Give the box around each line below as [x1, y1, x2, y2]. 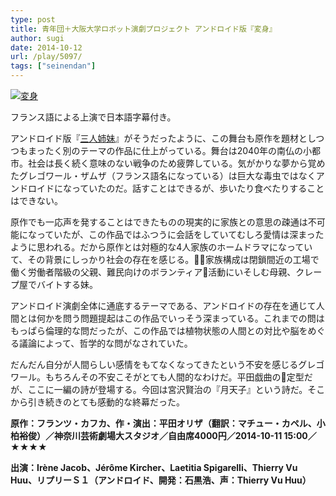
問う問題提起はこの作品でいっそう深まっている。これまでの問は [62, 312, 325, 324]
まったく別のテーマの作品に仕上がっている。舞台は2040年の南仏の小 [27, 145, 312, 156]
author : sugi [10, 33, 65, 43]
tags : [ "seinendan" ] [10, 61, 97, 71]
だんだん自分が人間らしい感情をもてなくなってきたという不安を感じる [10, 359, 299, 370]
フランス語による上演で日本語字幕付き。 [10, 111, 177, 123]
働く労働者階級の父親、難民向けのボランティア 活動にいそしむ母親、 [10, 266, 297, 278]
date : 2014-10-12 [10, 42, 83, 53]
